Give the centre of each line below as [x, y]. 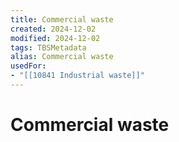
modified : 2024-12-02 [55, 38]
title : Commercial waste [62, 19]
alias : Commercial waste [62, 57]
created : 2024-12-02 [53, 29]
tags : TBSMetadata [48, 47]
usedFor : [28, 66]
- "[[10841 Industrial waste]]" [77, 76]
